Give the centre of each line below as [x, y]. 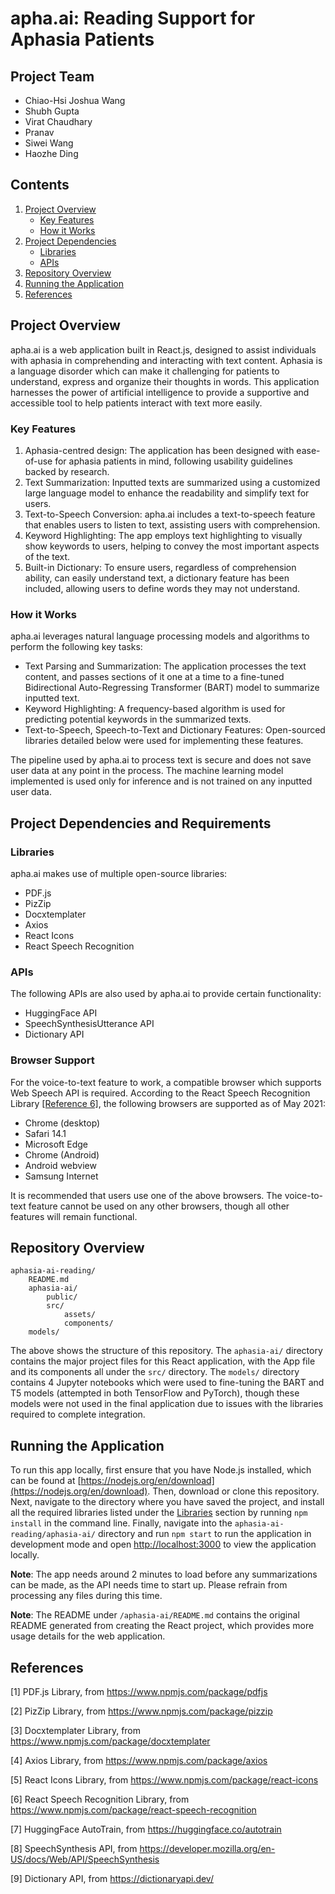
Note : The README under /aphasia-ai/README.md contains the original [155, 1615]
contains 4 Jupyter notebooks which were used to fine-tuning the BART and [167, 1383]
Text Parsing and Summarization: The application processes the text [165, 666]
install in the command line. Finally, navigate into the [121, 1523]
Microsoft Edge [56, 1144]
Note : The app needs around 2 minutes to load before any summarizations [164, 1574]
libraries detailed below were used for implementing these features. [164, 741]
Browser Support [52, 1060]
